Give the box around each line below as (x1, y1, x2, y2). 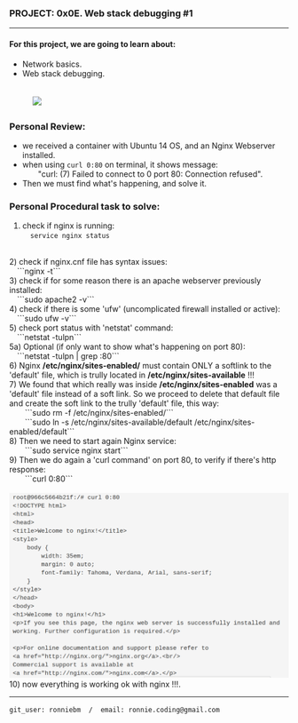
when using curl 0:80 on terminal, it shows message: (21, 159, 219, 171)
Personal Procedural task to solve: (9, 201, 161, 213)
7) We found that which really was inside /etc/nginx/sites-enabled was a (9, 379, 278, 390)
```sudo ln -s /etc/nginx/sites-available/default (25, 417, 192, 428)
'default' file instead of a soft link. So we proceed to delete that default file (9, 389, 280, 400)
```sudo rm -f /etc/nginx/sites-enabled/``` (25, 408, 175, 418)
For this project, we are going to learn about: (9, 38, 176, 49)
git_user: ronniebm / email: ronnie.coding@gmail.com (9, 705, 220, 714)
